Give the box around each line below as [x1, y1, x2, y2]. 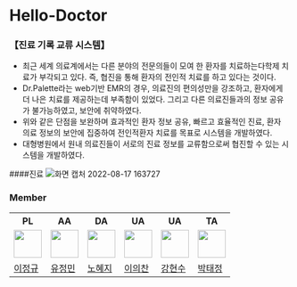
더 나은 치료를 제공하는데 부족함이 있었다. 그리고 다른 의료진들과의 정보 [21, 94, 268, 105]
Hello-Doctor [9, 5, 108, 26]
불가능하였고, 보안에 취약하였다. [31, 105, 142, 116]
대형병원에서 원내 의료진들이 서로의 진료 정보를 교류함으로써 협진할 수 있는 [21, 139, 280, 150]
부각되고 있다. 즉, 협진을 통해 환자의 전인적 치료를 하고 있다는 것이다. [38, 72, 276, 83]
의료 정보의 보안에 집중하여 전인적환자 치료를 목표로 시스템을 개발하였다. [21, 127, 273, 138]
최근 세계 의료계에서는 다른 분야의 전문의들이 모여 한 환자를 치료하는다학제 [21, 61, 280, 71]
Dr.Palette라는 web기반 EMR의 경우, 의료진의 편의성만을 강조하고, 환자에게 [21, 83, 284, 94]
